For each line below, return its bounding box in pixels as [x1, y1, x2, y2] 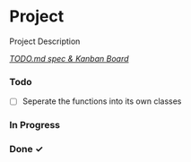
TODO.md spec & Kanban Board [9, 53, 129, 64]
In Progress [9, 119, 61, 132]
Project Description [9, 36, 81, 47]
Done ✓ [9, 143, 44, 156]
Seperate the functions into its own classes [22, 96, 182, 107]
